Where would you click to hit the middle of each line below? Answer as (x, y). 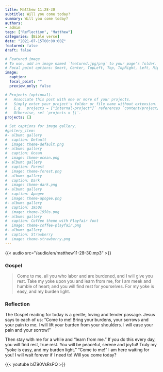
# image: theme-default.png (34, 144)
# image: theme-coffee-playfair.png (43, 226)
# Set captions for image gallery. (41, 126)
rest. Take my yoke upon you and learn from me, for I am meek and (84, 281)
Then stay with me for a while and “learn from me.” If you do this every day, (81, 339)
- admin (13, 28)
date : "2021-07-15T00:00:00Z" (36, 41)
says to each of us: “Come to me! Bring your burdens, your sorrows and (77, 320)
